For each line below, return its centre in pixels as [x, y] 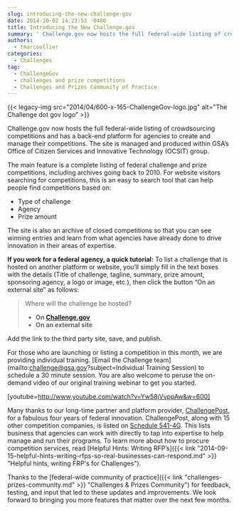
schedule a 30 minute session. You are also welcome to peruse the [106, 376]
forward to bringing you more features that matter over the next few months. [119, 500]
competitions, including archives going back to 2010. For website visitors [114, 172]
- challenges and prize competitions [70, 80]
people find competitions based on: [59, 188]
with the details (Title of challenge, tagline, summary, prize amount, [106, 274]
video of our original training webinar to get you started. [115, 383]
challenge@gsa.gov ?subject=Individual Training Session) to [117, 368]
